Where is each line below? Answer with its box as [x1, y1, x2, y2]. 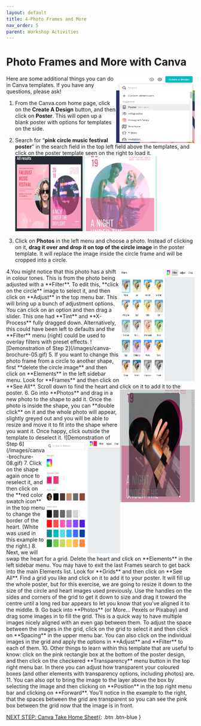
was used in [6, 530, 36, 537]
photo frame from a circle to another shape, [6, 357, 114, 365]
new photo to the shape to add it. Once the [6, 396, 112, 403]
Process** [6, 319, 32, 327]
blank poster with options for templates [14, 119, 112, 126]
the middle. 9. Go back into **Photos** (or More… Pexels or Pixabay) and [6, 607, 188, 614]
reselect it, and [6, 479, 43, 486]
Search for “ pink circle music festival [14, 137, 108, 144]
